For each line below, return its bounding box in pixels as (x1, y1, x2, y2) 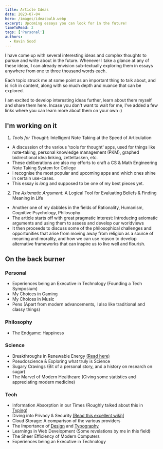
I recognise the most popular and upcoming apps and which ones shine (12, 170, 156, 176)
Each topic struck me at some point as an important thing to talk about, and (5, 77, 156, 83)
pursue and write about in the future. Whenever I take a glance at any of (5, 57, 149, 63)
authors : (5, 35, 23, 40)
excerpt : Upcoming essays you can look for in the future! (5, 20, 127, 26)
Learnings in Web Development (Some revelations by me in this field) (12, 428, 151, 434)
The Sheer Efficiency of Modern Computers (12, 433, 100, 439)
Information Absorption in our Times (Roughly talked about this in (12, 402, 144, 408)
